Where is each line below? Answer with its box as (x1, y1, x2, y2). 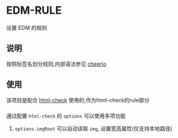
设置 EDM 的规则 (6, 24, 48, 31)
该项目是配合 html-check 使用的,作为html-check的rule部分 (6, 96, 150, 103)
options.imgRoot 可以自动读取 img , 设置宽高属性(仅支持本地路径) (14, 125, 173, 132)
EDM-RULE (6, 4, 62, 17)
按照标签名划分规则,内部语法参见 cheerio (6, 60, 106, 68)
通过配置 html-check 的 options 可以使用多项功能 (6, 112, 126, 119)
